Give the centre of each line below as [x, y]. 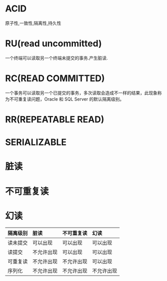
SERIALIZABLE [36, 142]
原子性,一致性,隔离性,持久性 [33, 23]
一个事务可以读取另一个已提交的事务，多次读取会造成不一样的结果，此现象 [81, 93]
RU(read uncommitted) [53, 44]
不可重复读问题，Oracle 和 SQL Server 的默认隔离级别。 [67, 99]
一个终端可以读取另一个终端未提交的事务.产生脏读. [57, 58]
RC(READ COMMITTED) [55, 78]
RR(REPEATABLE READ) [55, 120]
